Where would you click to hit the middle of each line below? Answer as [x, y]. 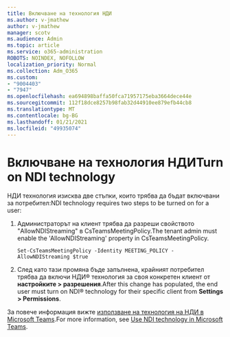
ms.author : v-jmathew [38, 20]
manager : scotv [29, 33]
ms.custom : [23, 77]
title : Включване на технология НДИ [59, 13]
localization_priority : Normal [52, 65]
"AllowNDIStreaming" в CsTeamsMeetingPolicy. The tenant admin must [117, 231]
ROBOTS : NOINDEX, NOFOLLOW [46, 58]
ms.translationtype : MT [41, 109]
